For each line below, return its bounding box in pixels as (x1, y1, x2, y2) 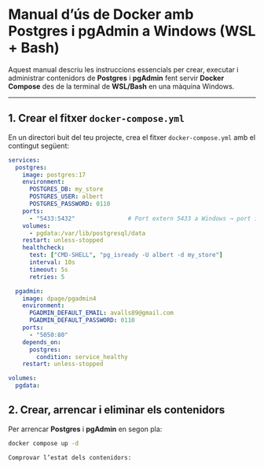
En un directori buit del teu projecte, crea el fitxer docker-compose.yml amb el (8, 132, 256, 142)
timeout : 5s (28, 266, 68, 273)
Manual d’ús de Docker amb (8, 5, 194, 24)
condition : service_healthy (36, 353, 128, 361)
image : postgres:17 (22, 170, 86, 178)
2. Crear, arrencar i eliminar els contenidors (8, 403, 225, 417)
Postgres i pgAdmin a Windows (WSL (8, 22, 256, 40)
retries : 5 (28, 273, 65, 280)
